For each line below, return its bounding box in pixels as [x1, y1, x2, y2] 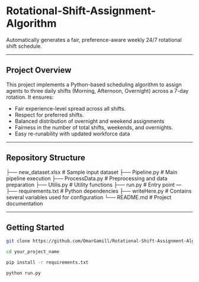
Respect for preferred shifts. [14, 111, 84, 118]
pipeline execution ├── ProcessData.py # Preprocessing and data [6, 174, 168, 181]
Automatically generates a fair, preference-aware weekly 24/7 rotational [6, 36, 182, 43]
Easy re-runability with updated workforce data [14, 130, 130, 137]
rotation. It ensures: [6, 93, 54, 101]
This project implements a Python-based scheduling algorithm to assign [6, 81, 182, 88]
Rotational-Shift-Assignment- [6, 4, 156, 18]
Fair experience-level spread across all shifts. [14, 105, 126, 112]
